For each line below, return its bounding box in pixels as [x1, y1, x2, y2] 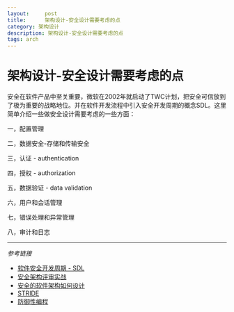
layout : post [7, 10, 58, 17]
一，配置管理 [7, 124, 44, 133]
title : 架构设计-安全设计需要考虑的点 [7, 17, 120, 24]
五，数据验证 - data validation [7, 183, 93, 192]
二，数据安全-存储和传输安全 [7, 140, 90, 148]
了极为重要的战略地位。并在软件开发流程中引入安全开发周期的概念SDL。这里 [7, 101, 226, 110]
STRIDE [17, 289, 40, 297]
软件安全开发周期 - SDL [17, 264, 85, 272]
